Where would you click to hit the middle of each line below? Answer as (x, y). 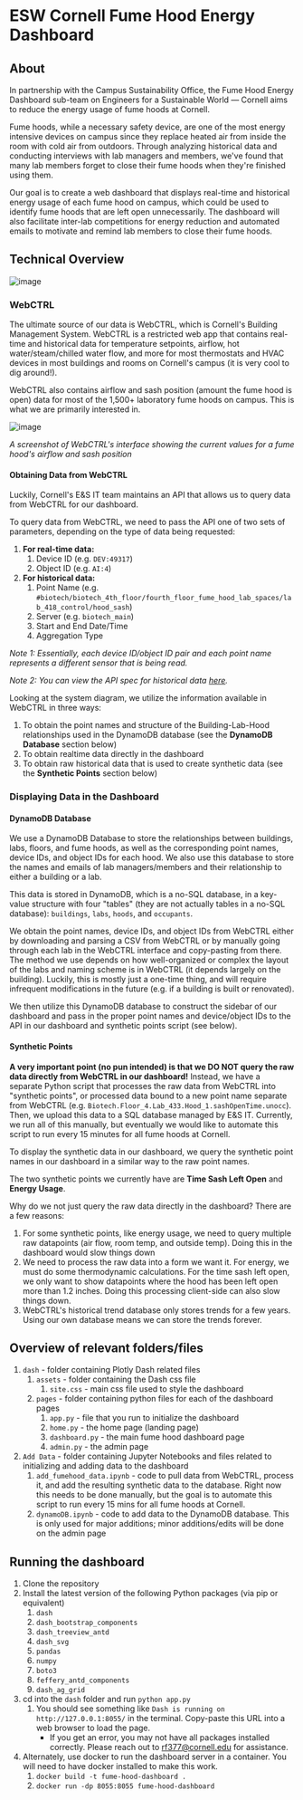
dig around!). (33, 373)
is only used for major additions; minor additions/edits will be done (160, 1524)
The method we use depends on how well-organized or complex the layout (149, 960)
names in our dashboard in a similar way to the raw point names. (130, 1161)
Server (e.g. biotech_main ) (85, 617)
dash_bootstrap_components (87, 1623)
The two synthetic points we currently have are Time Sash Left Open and (146, 1179)
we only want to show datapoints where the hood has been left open (150, 1281)
